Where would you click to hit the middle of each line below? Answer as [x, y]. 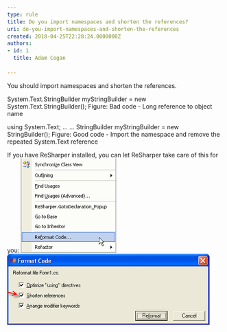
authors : [20, 44]
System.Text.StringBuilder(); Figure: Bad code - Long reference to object [110, 106]
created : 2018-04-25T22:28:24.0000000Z [64, 36]
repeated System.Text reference [52, 142]
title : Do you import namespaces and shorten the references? [98, 22]
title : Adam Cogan [40, 58]
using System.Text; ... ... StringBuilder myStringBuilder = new [93, 126]
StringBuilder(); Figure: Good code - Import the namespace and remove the [114, 134]
